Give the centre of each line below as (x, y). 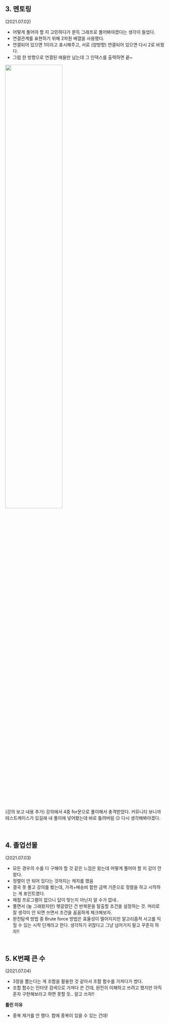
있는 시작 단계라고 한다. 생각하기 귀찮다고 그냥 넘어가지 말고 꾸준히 (89, 925)
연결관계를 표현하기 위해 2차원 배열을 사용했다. (58, 38)
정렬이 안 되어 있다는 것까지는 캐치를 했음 (53, 880)
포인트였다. (34, 893)
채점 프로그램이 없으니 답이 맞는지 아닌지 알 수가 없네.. (66, 900)
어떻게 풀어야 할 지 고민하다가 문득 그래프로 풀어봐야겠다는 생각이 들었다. (84, 32)
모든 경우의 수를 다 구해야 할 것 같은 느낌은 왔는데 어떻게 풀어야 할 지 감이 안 (87, 868)
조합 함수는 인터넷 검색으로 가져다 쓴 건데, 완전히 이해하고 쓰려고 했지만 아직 (87, 988)
